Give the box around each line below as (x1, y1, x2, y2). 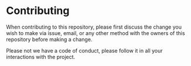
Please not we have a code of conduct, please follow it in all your (6, 47, 163, 54)
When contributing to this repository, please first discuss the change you (6, 23, 182, 30)
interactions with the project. (6, 53, 76, 60)
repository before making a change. (6, 36, 93, 43)
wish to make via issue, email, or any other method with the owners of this (6, 29, 186, 36)
